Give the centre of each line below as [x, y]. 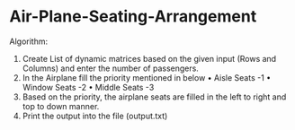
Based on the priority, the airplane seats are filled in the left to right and [154, 97]
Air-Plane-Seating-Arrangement [133, 17]
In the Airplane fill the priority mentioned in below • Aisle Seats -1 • [147, 77]
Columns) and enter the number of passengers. [111, 68]
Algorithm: [28, 41]
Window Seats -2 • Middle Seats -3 [88, 87]
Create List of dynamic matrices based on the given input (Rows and [149, 58]
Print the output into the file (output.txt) [95, 116]
